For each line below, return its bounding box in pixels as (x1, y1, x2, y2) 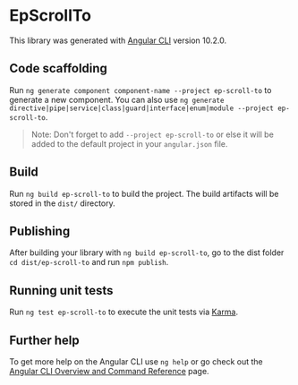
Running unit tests (9, 283, 114, 298)
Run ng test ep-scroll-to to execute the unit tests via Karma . (9, 306, 239, 318)
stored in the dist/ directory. (9, 198, 116, 209)
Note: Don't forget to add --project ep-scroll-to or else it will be (30, 129, 275, 140)
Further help (9, 332, 81, 347)
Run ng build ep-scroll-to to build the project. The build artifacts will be (9, 188, 279, 199)
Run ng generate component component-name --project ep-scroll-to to (9, 84, 272, 95)
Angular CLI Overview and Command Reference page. (9, 366, 209, 376)
